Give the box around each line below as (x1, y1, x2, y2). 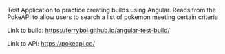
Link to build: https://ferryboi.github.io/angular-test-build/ (7, 27, 170, 34)
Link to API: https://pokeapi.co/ (7, 40, 95, 47)
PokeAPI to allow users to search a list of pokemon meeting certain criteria (7, 13, 219, 21)
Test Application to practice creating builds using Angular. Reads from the (7, 6, 217, 14)
